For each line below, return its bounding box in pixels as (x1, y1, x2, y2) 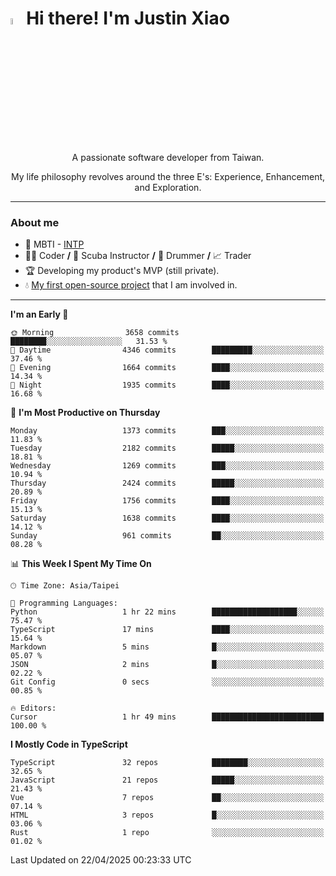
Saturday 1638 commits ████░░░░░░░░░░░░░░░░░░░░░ (10, 513, 325, 524)
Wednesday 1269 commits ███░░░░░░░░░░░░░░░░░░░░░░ (10, 461, 325, 471)
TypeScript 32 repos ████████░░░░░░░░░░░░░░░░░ (10, 758, 325, 768)
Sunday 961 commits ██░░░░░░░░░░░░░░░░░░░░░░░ (10, 531, 325, 541)
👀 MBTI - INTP (24, 238, 85, 251)
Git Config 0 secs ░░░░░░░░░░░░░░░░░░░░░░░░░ (10, 677, 325, 687)
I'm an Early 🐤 (10, 308, 69, 321)
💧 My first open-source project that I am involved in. (24, 279, 238, 291)
